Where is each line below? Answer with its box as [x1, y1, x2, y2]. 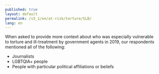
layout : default [5, 12, 38, 16]
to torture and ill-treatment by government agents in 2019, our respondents [5, 39, 155, 45]
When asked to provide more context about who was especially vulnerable [5, 34, 154, 40]
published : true [5, 7, 38, 12]
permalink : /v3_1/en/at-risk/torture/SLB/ [5, 16, 92, 21]
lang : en [5, 20, 23, 26]
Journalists [12, 54, 35, 59]
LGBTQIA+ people [12, 59, 48, 64]
